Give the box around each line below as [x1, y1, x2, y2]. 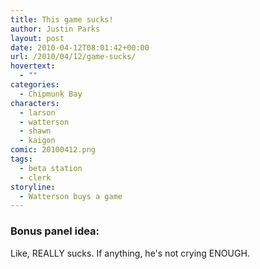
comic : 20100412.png [10, 145, 97, 155]
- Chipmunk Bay [19, 89, 83, 99]
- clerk [19, 172, 52, 183]
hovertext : [10, 61, 56, 71]
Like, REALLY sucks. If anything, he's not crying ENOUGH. [10, 247, 250, 259]
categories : [10, 80, 60, 90]
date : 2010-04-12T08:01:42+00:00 [10, 42, 150, 53]
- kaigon [19, 136, 56, 146]
